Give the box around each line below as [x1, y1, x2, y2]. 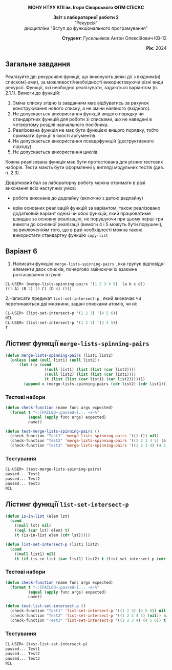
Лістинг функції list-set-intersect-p [5, 500, 129, 509]
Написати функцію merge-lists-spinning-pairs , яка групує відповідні [12, 260, 165, 267]
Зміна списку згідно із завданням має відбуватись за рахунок [12, 99, 149, 106]
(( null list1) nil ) [14, 551, 56, 557]
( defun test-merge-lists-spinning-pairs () [5, 429, 100, 434]
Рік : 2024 [146, 45, 167, 51]
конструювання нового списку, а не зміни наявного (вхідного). [12, 105, 151, 111]
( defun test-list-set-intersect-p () [5, 603, 86, 609]
